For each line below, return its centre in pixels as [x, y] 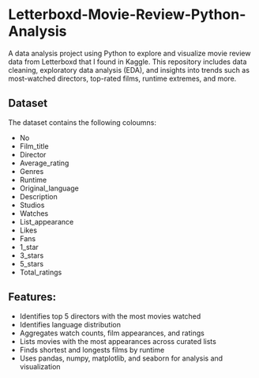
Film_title [34, 146]
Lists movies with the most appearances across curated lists [118, 341]
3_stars [32, 255]
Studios [32, 205]
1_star [29, 247]
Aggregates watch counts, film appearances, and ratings [112, 333]
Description [38, 196]
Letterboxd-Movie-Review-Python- [127, 15]
